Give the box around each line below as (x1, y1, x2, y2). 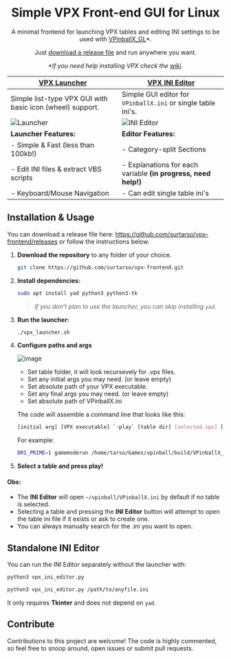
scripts (10, 173, 33, 182)
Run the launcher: (16, 315, 70, 324)
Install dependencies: (16, 277, 81, 285)
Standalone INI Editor (7, 542, 100, 554)
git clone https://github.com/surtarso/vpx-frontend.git (16, 263, 184, 271)
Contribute (7, 618, 55, 630)
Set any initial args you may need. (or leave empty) (27, 375, 172, 383)
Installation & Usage (7, 212, 95, 224)
